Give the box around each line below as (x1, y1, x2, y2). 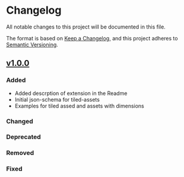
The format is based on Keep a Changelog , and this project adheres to (6, 34, 178, 42)
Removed (6, 149, 34, 157)
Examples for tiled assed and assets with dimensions (14, 102, 144, 109)
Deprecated (6, 133, 42, 141)
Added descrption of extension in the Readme (14, 90, 128, 97)
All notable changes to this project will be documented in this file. (6, 23, 166, 30)
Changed (6, 117, 34, 125)
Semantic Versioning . (6, 41, 58, 48)
